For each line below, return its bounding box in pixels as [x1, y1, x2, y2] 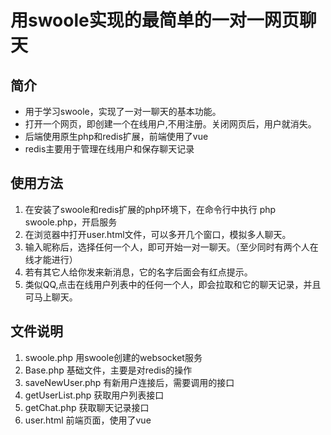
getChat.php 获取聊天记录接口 [24, 401, 150, 413]
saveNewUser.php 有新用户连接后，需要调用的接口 [24, 376, 235, 388]
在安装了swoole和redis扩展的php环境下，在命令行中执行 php [24, 203, 277, 215]
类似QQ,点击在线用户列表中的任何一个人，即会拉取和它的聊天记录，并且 [24, 278, 322, 290]
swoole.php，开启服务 [24, 216, 118, 228]
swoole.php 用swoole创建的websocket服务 [24, 351, 203, 363]
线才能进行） [24, 253, 78, 265]
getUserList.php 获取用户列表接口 [24, 389, 165, 401]
